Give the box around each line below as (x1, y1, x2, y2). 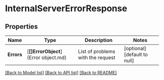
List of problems (78, 48, 116, 55)
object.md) (41, 54, 67, 61)
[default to (123, 51, 148, 58)
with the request (78, 54, 116, 61)
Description (84, 37, 113, 43)
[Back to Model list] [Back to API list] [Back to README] (5, 70, 117, 76)
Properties (5, 22, 38, 31)
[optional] (123, 45, 146, 52)
